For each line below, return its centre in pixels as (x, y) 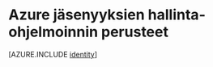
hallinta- (177, 15)
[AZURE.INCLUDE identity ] (53, 54)
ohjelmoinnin (53, 32)
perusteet (134, 32)
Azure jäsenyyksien (77, 15)
